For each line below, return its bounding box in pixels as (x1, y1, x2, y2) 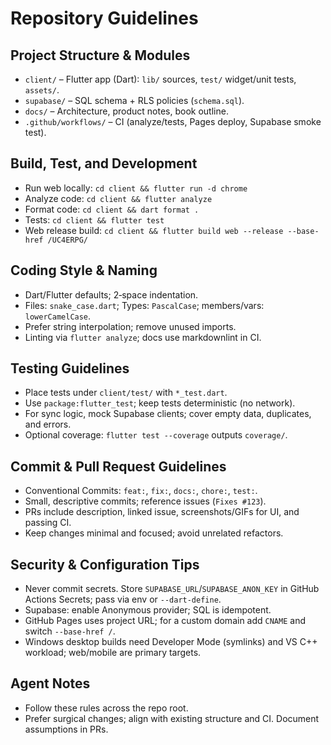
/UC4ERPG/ (47, 235, 89, 245)
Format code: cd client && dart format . (24, 203, 200, 215)
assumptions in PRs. (24, 723, 109, 735)
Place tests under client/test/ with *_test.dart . (24, 387, 228, 399)
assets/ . (24, 84, 60, 96)
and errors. (24, 418, 72, 431)
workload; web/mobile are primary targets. (24, 647, 202, 659)
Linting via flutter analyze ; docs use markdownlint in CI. (24, 331, 262, 343)
